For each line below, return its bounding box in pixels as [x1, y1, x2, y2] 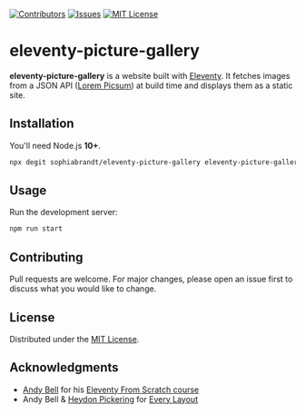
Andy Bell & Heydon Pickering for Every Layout [22, 393, 198, 404]
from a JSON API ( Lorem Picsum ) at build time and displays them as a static [9, 80, 293, 91]
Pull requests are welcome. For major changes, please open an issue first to [9, 273, 293, 285]
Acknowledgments [9, 360, 120, 376]
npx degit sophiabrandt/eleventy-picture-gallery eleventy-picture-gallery [9, 157, 302, 167]
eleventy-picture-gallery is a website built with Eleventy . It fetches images [9, 70, 290, 81]
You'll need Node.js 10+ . [9, 140, 102, 151]
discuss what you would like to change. [9, 283, 157, 294]
